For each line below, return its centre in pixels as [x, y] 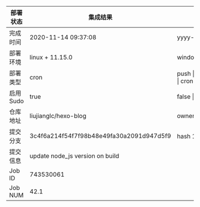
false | [185, 96]
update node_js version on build [74, 156]
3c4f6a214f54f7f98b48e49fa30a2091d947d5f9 [100, 136]
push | [185, 74]
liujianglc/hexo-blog [58, 116]
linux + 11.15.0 [51, 57]
